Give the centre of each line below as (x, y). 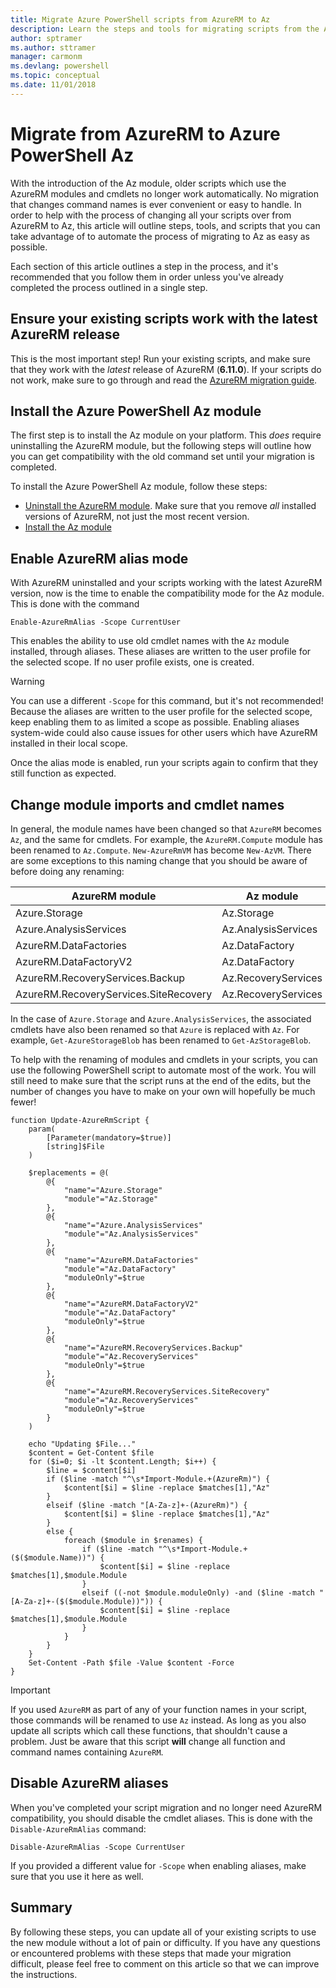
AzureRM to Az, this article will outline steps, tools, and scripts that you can (165, 225)
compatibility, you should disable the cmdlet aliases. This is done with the (161, 1818)
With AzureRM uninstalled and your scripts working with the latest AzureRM (166, 583)
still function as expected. (63, 773)
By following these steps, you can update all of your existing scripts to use (163, 1932)
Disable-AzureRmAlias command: (78, 1828)
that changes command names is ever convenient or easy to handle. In (156, 204)
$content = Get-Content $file (91, 1452)
